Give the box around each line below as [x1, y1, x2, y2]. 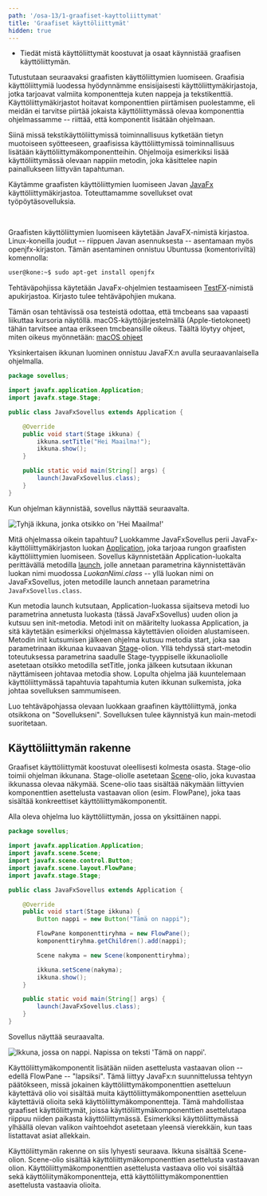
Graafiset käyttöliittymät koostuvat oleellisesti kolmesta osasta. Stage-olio [8, 762, 251, 772]
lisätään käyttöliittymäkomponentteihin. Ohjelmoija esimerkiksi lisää [8, 147, 230, 157]
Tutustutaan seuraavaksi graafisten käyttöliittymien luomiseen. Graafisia [8, 73, 245, 82]
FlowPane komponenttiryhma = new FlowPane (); [37, 930, 191, 938]
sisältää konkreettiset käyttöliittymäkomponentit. [8, 797, 167, 806]
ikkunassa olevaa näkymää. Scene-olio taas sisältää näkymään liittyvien [8, 780, 245, 789]
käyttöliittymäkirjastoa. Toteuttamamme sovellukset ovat [8, 189, 193, 198]
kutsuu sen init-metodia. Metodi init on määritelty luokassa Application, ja [8, 618, 249, 627]
